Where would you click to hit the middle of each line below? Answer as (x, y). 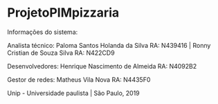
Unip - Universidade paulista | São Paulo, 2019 (73, 93)
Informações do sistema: (43, 32)
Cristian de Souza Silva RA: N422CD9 (61, 53)
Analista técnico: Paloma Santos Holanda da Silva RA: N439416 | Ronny (109, 45)
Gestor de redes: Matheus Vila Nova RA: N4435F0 (79, 79)
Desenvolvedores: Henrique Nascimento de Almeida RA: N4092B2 (102, 66)
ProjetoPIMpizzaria (63, 13)
